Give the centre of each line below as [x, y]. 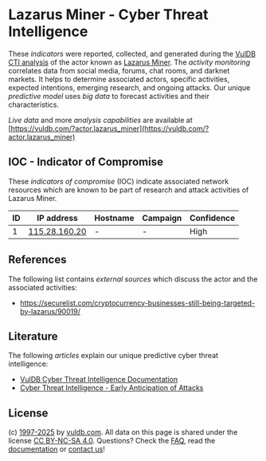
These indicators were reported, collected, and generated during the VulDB [132, 53]
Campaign [162, 218]
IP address [57, 218]
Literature [33, 336]
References [37, 260]
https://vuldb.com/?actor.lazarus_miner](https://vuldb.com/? [110, 128]
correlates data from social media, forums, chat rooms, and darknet [119, 70]
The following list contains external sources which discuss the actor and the [133, 279]
